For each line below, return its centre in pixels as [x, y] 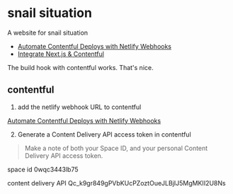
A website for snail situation [48, 33]
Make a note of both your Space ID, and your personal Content [116, 148]
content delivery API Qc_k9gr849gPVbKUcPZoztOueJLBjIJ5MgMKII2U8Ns [116, 183]
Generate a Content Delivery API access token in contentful [104, 134]
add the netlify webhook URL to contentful [79, 107]
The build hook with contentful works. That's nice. [80, 67]
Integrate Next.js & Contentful [61, 54]
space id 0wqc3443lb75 [43, 169]
